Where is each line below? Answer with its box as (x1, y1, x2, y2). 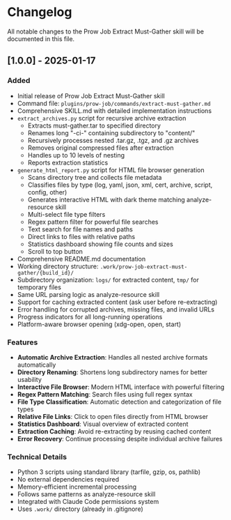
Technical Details (7, 452, 67, 461)
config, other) (27, 188, 67, 196)
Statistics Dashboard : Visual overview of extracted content (17, 420, 189, 428)
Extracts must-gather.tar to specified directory (27, 121, 161, 130)
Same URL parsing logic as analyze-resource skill (17, 290, 160, 298)
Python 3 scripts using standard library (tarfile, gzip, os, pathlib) (17, 468, 201, 476)
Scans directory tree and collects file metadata (27, 173, 162, 181)
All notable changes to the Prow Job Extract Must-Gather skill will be (7, 27, 204, 36)
